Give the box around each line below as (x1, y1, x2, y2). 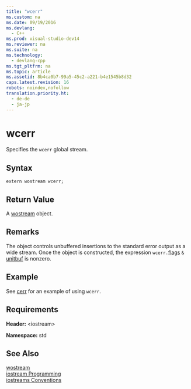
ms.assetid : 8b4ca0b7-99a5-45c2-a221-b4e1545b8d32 (6, 74, 132, 80)
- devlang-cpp (11, 57, 46, 63)
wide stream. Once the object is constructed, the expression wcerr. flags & (6, 249, 185, 256)
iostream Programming (6, 370, 61, 377)
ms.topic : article (6, 69, 51, 75)
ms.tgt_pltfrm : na (6, 63, 51, 69)
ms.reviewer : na (6, 42, 46, 48)
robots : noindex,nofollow (6, 85, 69, 91)
